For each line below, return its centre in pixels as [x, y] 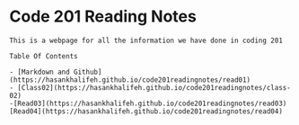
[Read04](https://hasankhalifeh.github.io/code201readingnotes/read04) [146, 111]
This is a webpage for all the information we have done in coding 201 [146, 40]
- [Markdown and [40, 72]
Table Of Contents [44, 56]
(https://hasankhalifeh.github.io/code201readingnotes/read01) [130, 80]
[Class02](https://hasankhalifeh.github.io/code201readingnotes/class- [154, 87]
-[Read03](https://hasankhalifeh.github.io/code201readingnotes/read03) [148, 103]
